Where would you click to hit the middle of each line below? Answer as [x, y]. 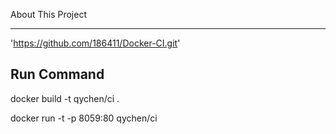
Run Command [57, 74]
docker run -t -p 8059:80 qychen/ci [84, 118]
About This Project [48, 14]
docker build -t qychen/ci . [65, 98]
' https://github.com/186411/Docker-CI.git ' [95, 43]
